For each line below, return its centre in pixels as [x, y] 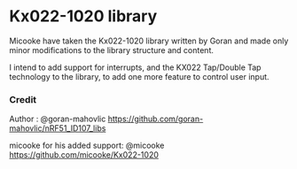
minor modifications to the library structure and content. [112, 50]
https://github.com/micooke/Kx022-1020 [84, 155]
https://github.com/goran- [156, 119]
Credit [23, 99]
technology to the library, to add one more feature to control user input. [139, 76]
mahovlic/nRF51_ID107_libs [58, 128]
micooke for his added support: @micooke [87, 146]
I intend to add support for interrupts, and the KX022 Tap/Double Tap [135, 67]
